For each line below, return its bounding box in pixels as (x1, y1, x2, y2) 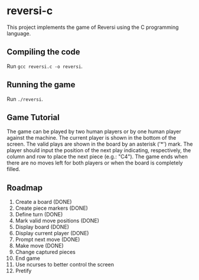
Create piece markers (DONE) (15, 205, 88, 212)
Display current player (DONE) (15, 230, 89, 237)
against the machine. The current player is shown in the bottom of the (6, 134, 177, 141)
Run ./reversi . (6, 95, 43, 103)
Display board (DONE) (15, 223, 70, 230)
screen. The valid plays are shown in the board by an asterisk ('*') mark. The (6, 140, 193, 148)
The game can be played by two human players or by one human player (6, 128, 182, 135)
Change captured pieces (15, 249, 76, 256)
